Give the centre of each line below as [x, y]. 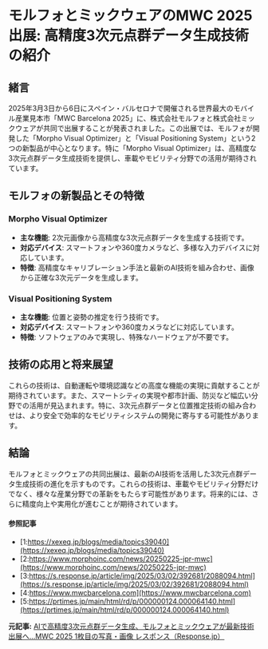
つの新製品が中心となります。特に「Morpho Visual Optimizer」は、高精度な [132, 148]
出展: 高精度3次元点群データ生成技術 [129, 36]
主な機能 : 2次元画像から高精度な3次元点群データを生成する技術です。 [134, 237]
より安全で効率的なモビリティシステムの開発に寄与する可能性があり [141, 415]
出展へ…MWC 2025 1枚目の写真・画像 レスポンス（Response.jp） [116, 636]
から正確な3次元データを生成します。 [81, 277]
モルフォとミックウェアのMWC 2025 [130, 16]
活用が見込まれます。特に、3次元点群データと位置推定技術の [129, 405]
